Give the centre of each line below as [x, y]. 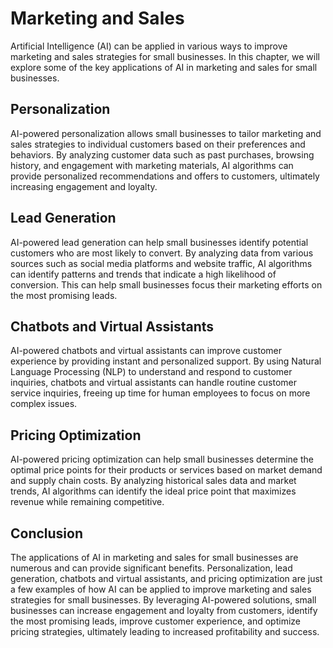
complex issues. [44, 404]
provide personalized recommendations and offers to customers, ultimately [165, 176]
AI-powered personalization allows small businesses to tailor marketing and [166, 133]
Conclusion [47, 533]
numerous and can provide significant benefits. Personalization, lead [151, 568]
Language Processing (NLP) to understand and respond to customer [151, 372]
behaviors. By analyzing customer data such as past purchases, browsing [162, 154]
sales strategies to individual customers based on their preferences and [158, 144]
